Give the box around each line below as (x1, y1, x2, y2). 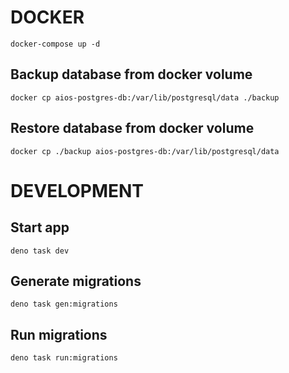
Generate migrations (10, 272, 142, 290)
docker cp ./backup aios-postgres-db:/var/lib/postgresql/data (10, 146, 280, 156)
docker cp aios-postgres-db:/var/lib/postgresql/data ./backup (10, 92, 280, 103)
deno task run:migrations (10, 353, 118, 363)
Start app (10, 219, 70, 236)
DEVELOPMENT (10, 179, 145, 202)
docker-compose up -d (10, 39, 101, 49)
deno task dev (10, 246, 70, 256)
